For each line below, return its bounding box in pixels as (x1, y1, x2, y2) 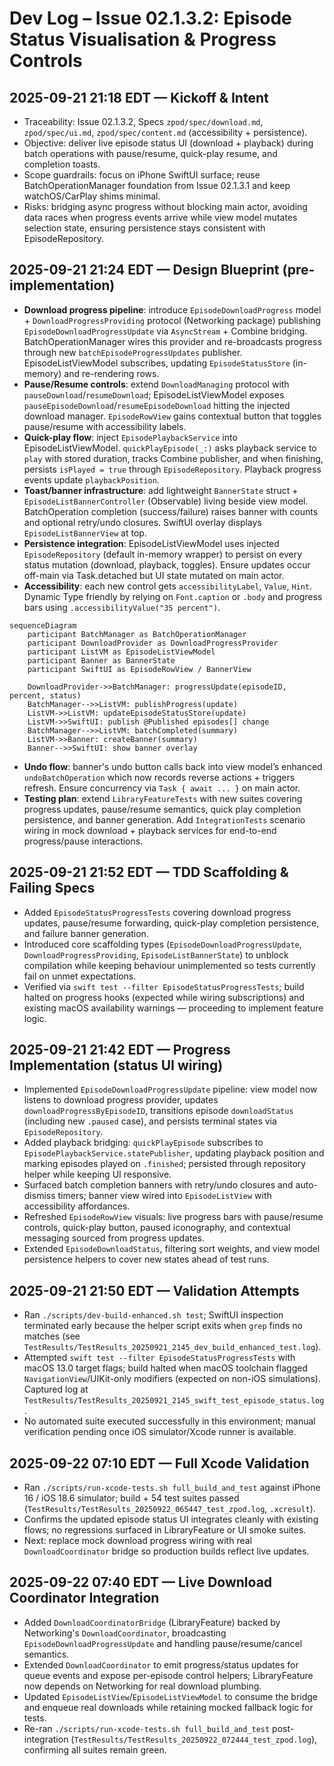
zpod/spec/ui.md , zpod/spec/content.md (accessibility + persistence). (23, 127, 308, 138)
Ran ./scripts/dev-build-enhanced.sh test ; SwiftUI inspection (23, 1309, 284, 1321)
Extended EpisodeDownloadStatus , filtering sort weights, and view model (23, 1243, 321, 1255)
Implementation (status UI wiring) (9, 1057, 224, 1074)
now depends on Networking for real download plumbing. (23, 1680, 262, 1692)
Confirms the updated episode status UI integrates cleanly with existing (23, 1513, 319, 1526)
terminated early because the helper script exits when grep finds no (23, 1320, 303, 1332)
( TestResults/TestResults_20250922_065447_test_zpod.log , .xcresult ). (23, 1503, 316, 1515)
